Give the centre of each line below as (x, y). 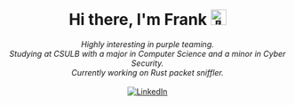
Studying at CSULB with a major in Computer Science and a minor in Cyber (147, 53)
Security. (147, 63)
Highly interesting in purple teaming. (147, 44)
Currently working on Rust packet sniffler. (147, 72)
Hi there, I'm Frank (138, 20)
